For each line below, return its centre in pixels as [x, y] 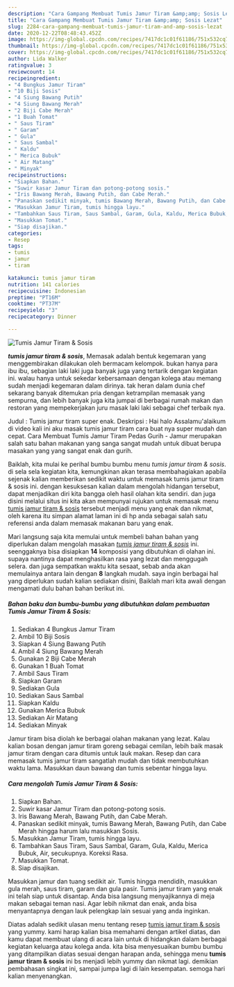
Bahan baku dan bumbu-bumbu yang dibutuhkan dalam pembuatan [109, 604]
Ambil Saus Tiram [43, 673]
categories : [25, 233]
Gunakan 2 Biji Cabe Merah [57, 658]
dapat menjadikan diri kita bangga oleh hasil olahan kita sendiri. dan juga [112, 493]
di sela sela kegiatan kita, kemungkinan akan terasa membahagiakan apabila [117, 471]
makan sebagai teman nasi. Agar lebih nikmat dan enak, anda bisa [102, 903]
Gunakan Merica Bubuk [51, 710]
